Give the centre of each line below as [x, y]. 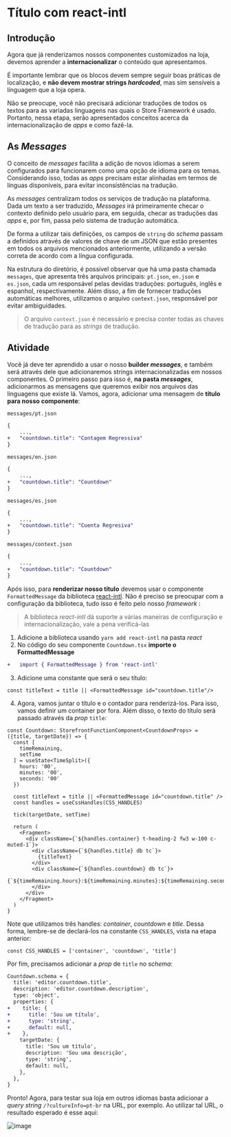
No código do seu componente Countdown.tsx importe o [97, 645]
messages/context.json [40, 545]
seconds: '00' [40, 779]
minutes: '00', [41, 772]
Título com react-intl [67, 13]
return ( [26, 827]
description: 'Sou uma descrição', [76, 1053]
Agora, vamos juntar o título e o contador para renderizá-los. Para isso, [118, 703]
